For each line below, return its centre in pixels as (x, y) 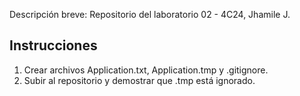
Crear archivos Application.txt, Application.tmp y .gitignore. (146, 70)
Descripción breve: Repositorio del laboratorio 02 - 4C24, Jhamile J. (150, 14)
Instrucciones (53, 45)
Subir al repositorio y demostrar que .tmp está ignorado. (139, 80)
